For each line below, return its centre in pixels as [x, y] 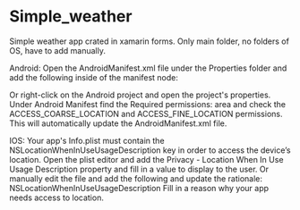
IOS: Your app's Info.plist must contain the [87, 140]
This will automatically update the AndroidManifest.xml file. [118, 123]
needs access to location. [57, 197]
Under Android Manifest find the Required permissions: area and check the [148, 104]
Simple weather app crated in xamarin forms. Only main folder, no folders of [149, 41]
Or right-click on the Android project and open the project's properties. [140, 95]
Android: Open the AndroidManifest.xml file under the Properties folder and [148, 68]
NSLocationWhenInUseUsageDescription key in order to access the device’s [150, 150]
